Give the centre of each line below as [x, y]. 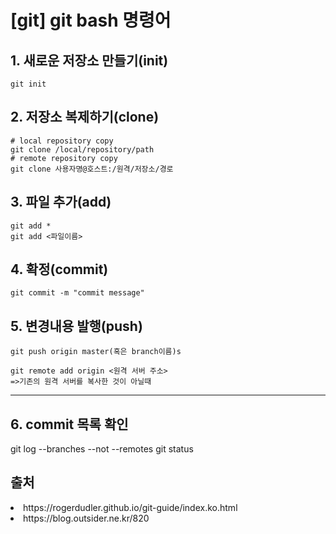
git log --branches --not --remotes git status [102, 449]
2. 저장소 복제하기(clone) [85, 117]
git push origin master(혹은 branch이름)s [96, 352]
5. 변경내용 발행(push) [76, 326]
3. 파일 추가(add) [61, 202]
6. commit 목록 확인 [69, 424]
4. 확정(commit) [59, 269]
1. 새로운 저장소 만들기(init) [89, 60]
